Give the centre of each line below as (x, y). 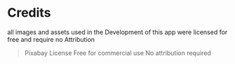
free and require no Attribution (51, 39)
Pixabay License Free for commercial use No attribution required (118, 53)
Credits (29, 13)
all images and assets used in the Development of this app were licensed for (117, 32)
